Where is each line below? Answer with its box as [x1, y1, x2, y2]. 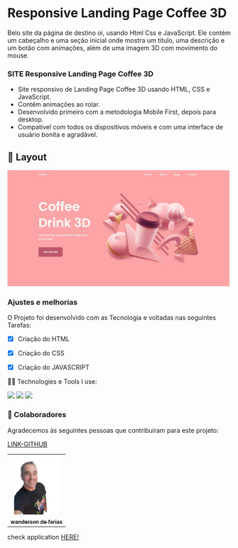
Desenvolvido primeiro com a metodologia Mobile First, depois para [17, 108, 217, 117]
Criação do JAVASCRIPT [17, 363, 90, 372]
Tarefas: [7, 321, 32, 330]
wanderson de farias [10, 518, 63, 525]
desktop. [17, 115, 44, 124]
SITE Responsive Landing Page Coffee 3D [7, 69, 154, 79]
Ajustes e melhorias [7, 297, 78, 307]
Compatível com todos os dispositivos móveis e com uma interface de [17, 123, 224, 131]
